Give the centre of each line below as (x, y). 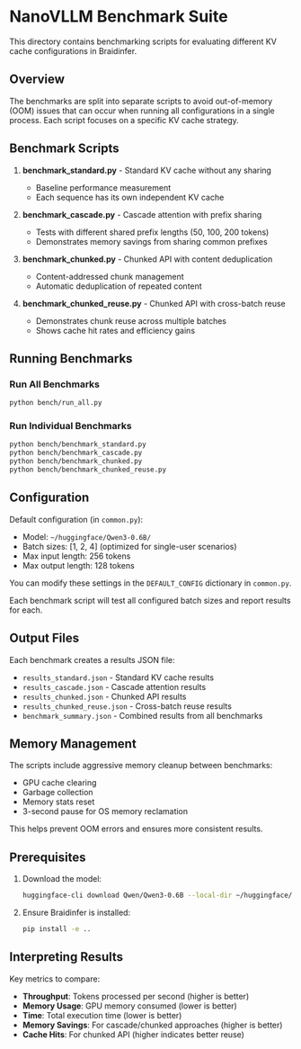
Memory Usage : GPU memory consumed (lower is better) (130, 1006)
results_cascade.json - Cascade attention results (114, 686)
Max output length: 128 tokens (78, 565)
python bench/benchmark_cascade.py (76, 453)
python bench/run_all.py (56, 403)
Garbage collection (58, 793)
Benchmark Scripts (64, 149)
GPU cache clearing (59, 783)
